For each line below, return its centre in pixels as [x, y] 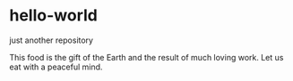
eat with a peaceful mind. [56, 67]
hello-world [54, 16]
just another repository [52, 40]
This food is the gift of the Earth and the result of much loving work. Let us [146, 57]
